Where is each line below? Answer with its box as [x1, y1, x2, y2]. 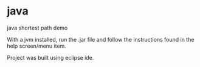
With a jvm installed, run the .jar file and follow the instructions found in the [7, 36, 195, 43]
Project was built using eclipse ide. [7, 54, 94, 61]
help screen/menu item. [7, 42, 66, 49]
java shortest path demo [7, 24, 68, 31]
